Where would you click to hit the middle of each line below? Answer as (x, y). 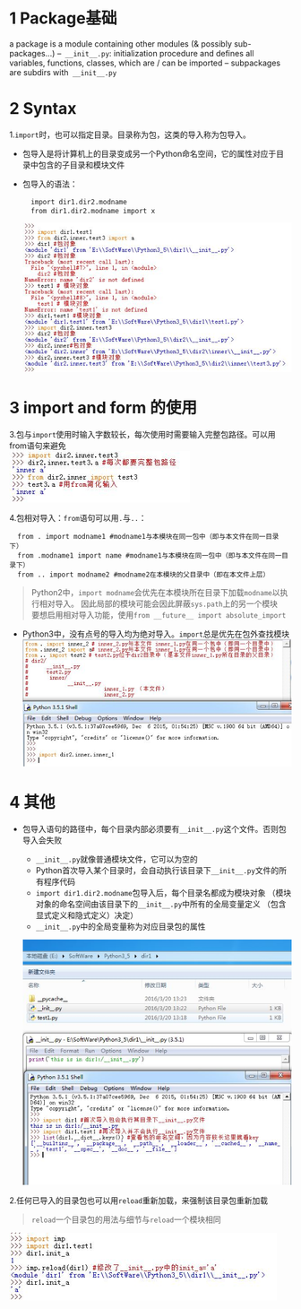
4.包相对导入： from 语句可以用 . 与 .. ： (78, 518)
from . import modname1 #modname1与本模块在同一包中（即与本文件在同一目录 (148, 537)
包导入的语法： (50, 184)
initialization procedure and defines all (184, 53)
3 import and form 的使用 (103, 408)
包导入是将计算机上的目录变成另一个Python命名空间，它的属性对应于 (149, 153)
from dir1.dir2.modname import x (93, 211)
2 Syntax (43, 109)
